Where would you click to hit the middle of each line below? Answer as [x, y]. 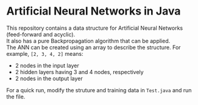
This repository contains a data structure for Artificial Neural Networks [95, 28]
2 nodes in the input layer [47, 66]
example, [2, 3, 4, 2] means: [45, 53]
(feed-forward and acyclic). [41, 34]
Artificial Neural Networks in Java [94, 11]
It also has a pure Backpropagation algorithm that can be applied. [88, 41]
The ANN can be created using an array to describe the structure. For [94, 47]
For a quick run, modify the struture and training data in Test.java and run [99, 90]
